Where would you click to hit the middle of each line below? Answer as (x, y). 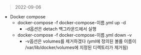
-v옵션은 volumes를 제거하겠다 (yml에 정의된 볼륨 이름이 (81, 41)
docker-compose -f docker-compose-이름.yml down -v (75, 35)
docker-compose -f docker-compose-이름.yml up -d (72, 23)
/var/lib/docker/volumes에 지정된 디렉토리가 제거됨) (77, 47)
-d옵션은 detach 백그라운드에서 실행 (61, 29)
